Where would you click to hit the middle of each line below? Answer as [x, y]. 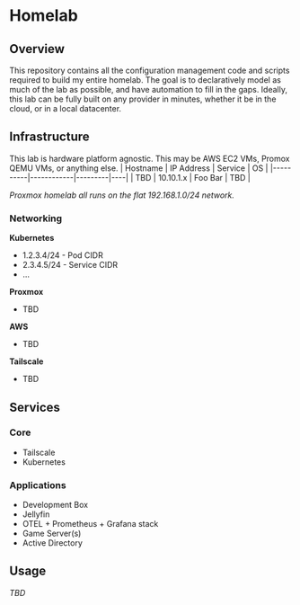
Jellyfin [36, 514]
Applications [38, 485]
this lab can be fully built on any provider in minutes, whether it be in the [143, 99]
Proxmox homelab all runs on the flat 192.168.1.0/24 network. [122, 195]
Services [35, 407]
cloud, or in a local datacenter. [66, 108]
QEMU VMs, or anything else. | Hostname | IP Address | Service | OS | [139, 168]
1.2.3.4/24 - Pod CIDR [62, 255]
